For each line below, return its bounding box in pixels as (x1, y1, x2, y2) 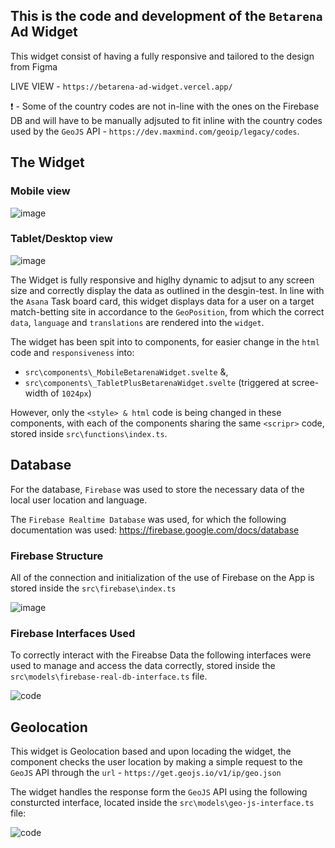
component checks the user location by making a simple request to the (10, 756, 303, 768)
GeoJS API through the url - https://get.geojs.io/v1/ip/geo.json (10, 767, 282, 779)
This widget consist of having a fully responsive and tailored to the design (10, 50, 315, 62)
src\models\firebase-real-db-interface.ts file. (10, 670, 208, 683)
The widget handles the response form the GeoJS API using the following (10, 786, 308, 798)
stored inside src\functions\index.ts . (10, 427, 168, 439)
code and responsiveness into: (10, 346, 135, 358)
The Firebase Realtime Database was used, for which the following (10, 513, 287, 525)
